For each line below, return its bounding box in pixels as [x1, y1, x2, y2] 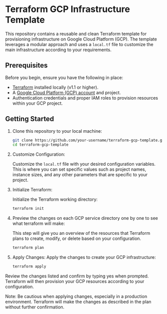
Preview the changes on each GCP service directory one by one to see [12, 215, 159, 221]
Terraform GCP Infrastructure [5, 4, 131, 15]
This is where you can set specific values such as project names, [12, 166, 147, 172]
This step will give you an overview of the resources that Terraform [12, 230, 151, 236]
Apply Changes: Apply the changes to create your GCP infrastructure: [12, 254, 156, 260]
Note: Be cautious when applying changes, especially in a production [5, 293, 148, 299]
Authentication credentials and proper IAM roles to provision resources [12, 95, 159, 101]
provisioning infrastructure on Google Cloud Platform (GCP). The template [5, 36, 157, 42]
